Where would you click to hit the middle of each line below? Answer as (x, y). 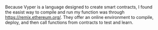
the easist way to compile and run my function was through (65, 12)
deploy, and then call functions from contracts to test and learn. (69, 22)
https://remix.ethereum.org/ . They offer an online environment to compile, (79, 17)
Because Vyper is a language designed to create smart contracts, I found (79, 7)
